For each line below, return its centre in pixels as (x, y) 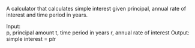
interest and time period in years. (47, 15)
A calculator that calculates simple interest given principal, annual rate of (96, 9)
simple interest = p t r (31, 39)
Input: (13, 26)
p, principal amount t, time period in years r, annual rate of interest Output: (98, 33)
